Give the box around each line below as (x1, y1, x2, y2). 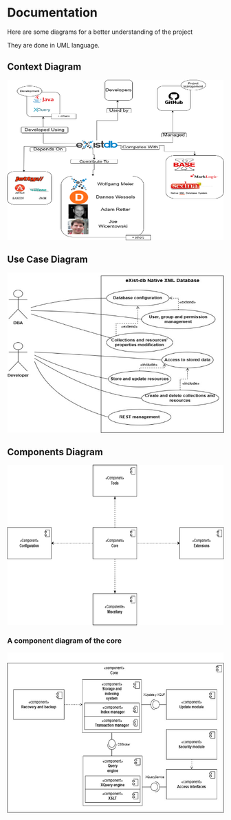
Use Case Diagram (7, 254, 88, 266)
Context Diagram (7, 61, 82, 73)
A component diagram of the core (7, 636, 122, 646)
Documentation (7, 5, 98, 21)
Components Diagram (7, 446, 103, 458)
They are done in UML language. (7, 41, 100, 49)
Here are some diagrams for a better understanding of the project (7, 28, 193, 36)
